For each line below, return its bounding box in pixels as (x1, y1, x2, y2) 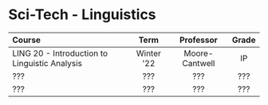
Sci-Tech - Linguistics (8, 6, 157, 24)
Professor (179, 34, 218, 45)
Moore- (183, 48, 214, 59)
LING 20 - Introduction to (12, 48, 108, 59)
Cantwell (182, 57, 215, 68)
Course (12, 34, 41, 45)
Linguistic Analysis (12, 57, 82, 68)
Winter (136, 48, 162, 59)
